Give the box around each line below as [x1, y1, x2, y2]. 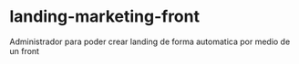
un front [9, 45, 39, 56]
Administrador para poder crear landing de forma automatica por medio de [9, 36, 291, 47]
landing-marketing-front [9, 6, 201, 27]
